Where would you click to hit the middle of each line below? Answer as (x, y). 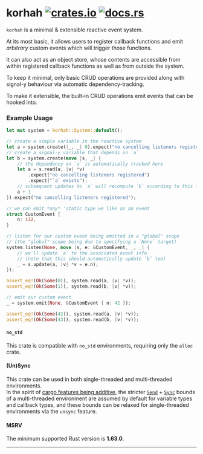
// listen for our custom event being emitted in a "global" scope (93, 236)
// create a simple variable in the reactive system (74, 141)
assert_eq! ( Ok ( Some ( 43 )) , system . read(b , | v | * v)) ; (73, 319)
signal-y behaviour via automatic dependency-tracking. (75, 84)
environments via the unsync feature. (52, 412)
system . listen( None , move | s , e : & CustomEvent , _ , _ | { (78, 247)
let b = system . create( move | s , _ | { (54, 158)
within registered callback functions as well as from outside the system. (95, 66)
